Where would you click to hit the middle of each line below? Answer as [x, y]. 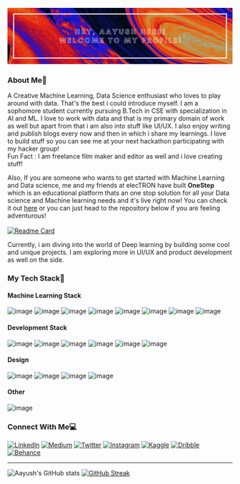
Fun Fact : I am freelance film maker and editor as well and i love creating [115, 156]
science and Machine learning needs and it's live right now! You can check [117, 201]
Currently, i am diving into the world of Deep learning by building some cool [119, 245]
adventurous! [27, 216]
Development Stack [37, 328]
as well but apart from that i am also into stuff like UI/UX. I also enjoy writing [119, 126]
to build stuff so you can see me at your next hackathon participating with [116, 141]
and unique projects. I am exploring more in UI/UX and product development [120, 252]
